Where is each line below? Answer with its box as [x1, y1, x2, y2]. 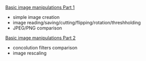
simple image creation [12, 14, 60, 20]
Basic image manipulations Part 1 [5, 5, 75, 10]
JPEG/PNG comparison [12, 25, 62, 31]
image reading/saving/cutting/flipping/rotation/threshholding [12, 20, 141, 25]
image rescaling [12, 50, 47, 56]
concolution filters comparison [12, 45, 78, 50]
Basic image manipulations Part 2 [5, 35, 76, 41]
